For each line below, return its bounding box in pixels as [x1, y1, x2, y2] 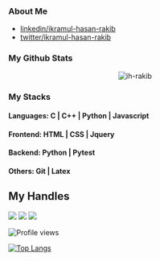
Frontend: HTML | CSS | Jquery [8, 129, 115, 139]
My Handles [8, 189, 70, 203]
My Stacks [8, 91, 51, 102]
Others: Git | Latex [8, 166, 71, 176]
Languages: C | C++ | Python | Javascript [8, 111, 150, 121]
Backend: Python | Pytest [8, 147, 96, 158]
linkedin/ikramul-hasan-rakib [19, 24, 117, 34]
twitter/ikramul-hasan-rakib [19, 32, 111, 42]
